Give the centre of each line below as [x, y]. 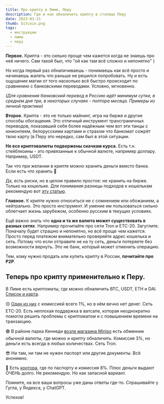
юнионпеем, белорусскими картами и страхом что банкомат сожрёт [78, 131]
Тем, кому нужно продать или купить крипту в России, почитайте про [80, 256]
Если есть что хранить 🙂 [31, 171]
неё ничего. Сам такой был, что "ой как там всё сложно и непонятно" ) [80, 61]
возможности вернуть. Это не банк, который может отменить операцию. [82, 247]
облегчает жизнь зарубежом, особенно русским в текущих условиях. [79, 211]
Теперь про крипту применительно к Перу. [75, 277]
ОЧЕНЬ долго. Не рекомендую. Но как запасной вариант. [66, 373]
